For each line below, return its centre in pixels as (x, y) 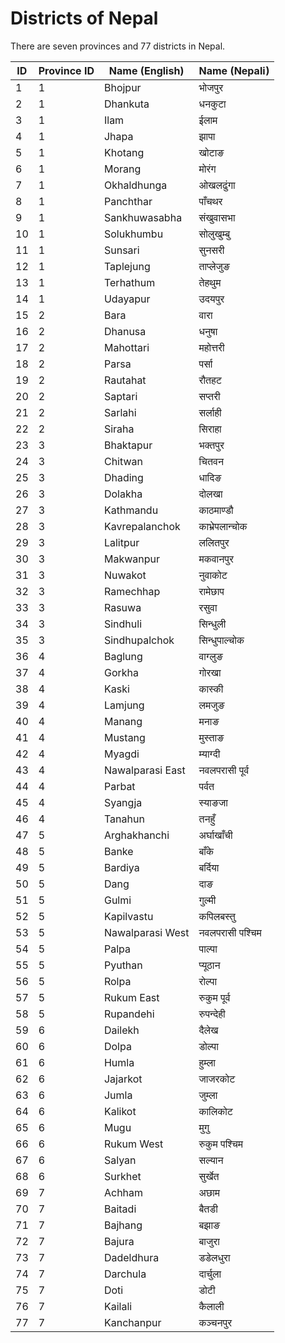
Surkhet (122, 1176)
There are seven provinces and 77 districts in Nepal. (118, 46)
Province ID (66, 70)
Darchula (125, 1274)
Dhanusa (125, 331)
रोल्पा (208, 981)
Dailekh (121, 1030)
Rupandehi (129, 1014)
